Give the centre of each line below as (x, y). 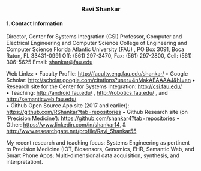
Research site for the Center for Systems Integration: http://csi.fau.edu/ (94, 86)
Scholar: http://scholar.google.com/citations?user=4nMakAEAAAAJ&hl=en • (101, 80)
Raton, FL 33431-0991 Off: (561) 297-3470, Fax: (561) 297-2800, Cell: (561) (99, 56)
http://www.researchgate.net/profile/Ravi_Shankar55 (71, 131)
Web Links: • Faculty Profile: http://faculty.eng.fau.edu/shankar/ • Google (97, 74)
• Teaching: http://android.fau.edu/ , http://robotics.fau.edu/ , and (87, 93)
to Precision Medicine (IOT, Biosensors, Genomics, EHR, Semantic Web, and (100, 149)
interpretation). (25, 162)
